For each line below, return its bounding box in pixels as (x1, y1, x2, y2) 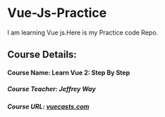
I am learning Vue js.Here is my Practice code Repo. (7, 28, 159, 37)
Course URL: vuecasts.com (7, 102, 90, 111)
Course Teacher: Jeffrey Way (7, 85, 97, 93)
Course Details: (7, 49, 78, 61)
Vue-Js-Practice (7, 5, 107, 21)
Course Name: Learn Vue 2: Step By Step (7, 68, 130, 77)
